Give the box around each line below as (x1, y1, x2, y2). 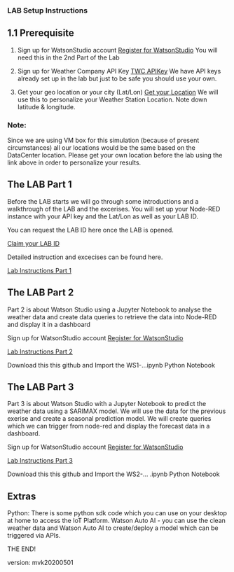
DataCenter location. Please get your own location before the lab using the (7, 151, 223, 160)
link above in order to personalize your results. (7, 158, 142, 167)
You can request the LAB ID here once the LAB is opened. (7, 225, 174, 234)
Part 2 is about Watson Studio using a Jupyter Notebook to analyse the (7, 305, 212, 314)
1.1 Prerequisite (7, 27, 75, 39)
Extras (7, 490, 36, 502)
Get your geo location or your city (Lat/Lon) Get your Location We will (17, 88, 219, 96)
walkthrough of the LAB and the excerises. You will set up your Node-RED (7, 204, 221, 213)
